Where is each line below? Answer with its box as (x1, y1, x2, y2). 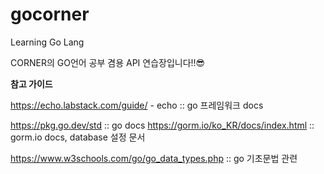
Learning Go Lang (10, 36, 85, 48)
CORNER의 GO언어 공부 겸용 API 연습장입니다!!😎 (10, 56, 206, 68)
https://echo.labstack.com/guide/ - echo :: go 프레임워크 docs (10, 99, 264, 111)
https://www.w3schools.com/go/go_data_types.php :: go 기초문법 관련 (10, 152, 298, 164)
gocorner (10, 3, 90, 26)
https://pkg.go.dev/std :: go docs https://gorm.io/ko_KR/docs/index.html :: (10, 119, 315, 131)
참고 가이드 (10, 78, 53, 90)
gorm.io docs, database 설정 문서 (10, 131, 146, 143)
